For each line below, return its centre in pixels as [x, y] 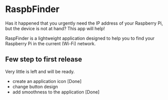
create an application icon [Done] [47, 81]
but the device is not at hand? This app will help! [55, 28]
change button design [35, 86]
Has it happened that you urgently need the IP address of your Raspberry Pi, [84, 23]
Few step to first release [44, 60]
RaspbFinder [32, 9]
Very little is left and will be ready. [40, 71]
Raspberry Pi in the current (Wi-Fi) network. [51, 43]
